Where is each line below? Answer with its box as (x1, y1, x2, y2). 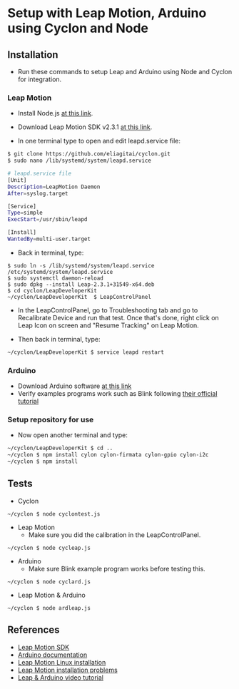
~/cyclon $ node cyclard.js (7, 578, 91, 586)
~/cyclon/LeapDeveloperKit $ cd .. (7, 444, 113, 452)
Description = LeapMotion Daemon (7, 183, 101, 190)
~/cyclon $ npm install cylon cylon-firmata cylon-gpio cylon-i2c (7, 451, 209, 459)
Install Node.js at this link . (17, 109, 93, 118)
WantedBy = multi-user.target (7, 235, 91, 243)
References (7, 624, 60, 636)
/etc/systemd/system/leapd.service (7, 268, 113, 275)
